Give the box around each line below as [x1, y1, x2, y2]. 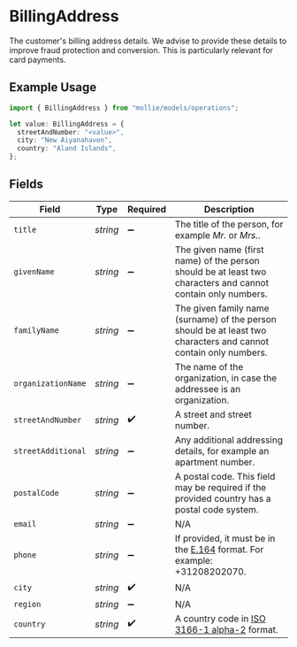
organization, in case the [174, 372, 277, 384]
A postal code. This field [174, 470, 276, 482]
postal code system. [174, 503, 259, 515]
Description [203, 203, 255, 215]
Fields [9, 177, 44, 192]
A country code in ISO [174, 612, 267, 625]
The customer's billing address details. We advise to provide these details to [9, 35, 287, 46]
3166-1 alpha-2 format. [174, 623, 278, 635]
